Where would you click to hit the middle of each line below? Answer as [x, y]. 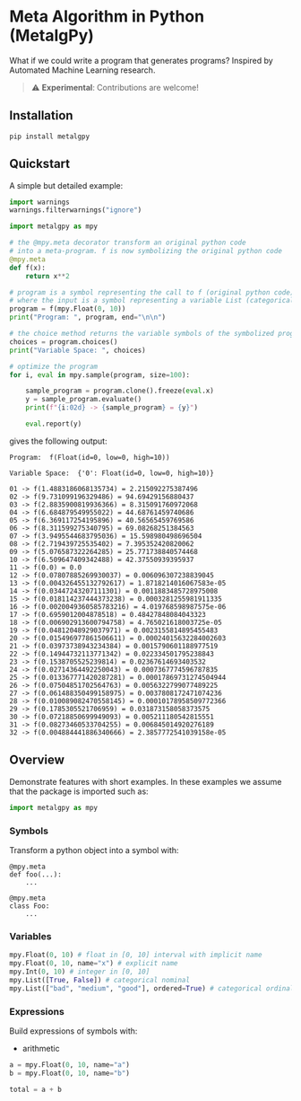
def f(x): [28, 268]
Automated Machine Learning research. [82, 70]
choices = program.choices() [64, 342]
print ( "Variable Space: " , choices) [77, 350]
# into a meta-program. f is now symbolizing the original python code [146, 251]
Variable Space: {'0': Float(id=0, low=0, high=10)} [112, 473]
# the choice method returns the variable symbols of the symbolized [142, 334]
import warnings [39, 202]
